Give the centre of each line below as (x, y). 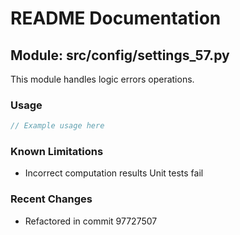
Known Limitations (57, 152)
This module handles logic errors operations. (102, 79)
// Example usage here (57, 126)
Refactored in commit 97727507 (91, 221)
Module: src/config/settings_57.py (120, 55)
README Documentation (116, 18)
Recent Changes (51, 199)
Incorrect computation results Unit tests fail (114, 173)
